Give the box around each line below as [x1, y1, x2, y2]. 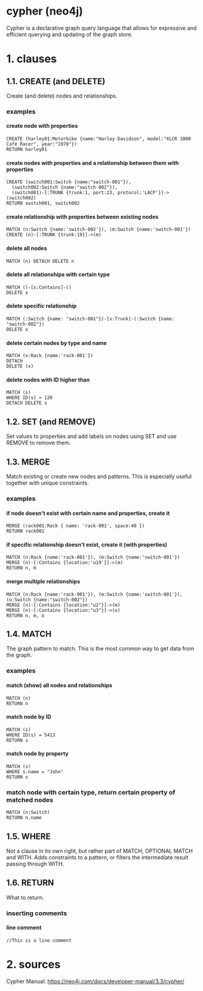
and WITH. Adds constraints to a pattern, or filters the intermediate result [6, 854, 189, 861]
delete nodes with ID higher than [6, 376, 90, 383]
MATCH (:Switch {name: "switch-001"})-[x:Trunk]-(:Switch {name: [6, 316, 175, 322]
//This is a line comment [6, 938, 72, 944]
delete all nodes [6, 244, 47, 252]
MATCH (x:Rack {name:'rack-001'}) [6, 353, 94, 359]
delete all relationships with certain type [6, 271, 110, 278]
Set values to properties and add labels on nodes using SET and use [6, 432, 177, 440]
